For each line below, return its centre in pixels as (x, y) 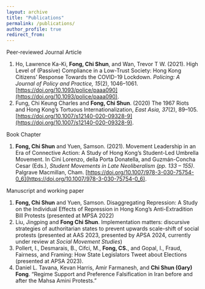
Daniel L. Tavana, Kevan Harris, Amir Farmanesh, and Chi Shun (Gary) (104, 268)
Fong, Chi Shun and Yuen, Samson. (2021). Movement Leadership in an (106, 146)
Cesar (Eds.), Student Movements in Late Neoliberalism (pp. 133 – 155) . (105, 166)
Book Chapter (24, 135)
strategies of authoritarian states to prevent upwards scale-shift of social (107, 229)
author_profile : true (34, 29)
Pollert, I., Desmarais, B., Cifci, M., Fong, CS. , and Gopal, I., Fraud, (98, 248)
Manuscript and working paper (45, 191)
